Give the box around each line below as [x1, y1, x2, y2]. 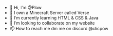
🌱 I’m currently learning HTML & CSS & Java [9, 15, 99, 20]
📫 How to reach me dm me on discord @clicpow [9, 26, 109, 31]
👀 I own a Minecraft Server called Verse [9, 10, 90, 16]
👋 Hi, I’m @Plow [9, 5, 42, 10]
